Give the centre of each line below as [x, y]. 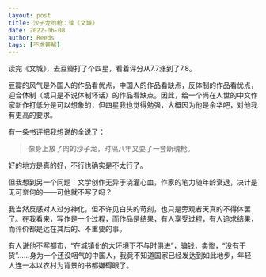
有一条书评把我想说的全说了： [57, 132]
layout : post [30, 15]
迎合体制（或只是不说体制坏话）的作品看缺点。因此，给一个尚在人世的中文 [129, 95]
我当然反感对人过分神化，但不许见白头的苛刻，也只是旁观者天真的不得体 [126, 209]
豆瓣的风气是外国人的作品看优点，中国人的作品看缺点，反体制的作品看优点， [133, 85]
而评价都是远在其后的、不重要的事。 [67, 229]
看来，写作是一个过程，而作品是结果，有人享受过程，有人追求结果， [146, 219]
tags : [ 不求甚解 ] [34, 45]
